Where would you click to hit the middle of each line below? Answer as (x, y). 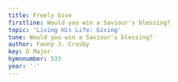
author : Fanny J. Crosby (49, 45)
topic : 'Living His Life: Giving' (65, 30)
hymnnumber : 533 (35, 59)
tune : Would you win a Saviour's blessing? (81, 37)
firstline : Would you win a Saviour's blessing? (89, 23)
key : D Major (30, 52)
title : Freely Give (40, 15)
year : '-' (24, 66)
